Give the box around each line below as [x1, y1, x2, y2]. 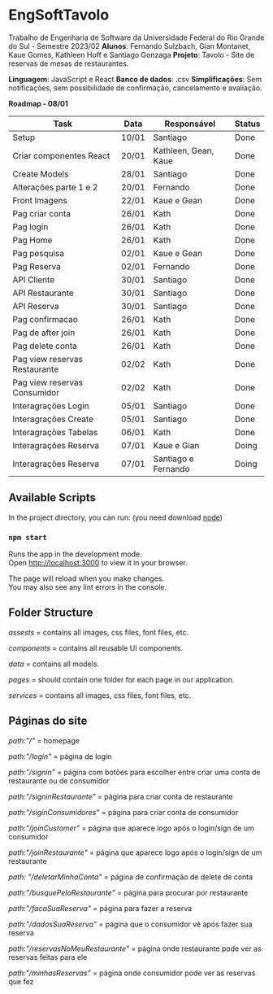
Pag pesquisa [12, 247, 65, 259]
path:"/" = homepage [8, 735, 80, 745]
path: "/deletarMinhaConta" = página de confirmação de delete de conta [8, 872, 253, 882]
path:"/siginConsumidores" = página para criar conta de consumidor [8, 807, 239, 817]
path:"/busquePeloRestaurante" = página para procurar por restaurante [8, 887, 249, 897]
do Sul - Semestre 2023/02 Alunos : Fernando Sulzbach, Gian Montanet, [8, 41, 251, 50]
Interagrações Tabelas [12, 426, 98, 438]
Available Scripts [8, 490, 96, 505]
